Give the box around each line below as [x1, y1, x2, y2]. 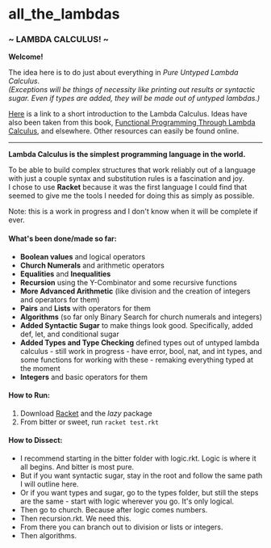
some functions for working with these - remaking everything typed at [19, 355, 254, 365]
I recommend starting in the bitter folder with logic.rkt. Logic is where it [19, 453, 256, 463]
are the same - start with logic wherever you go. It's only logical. [19, 496, 235, 506]
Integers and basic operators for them [19, 372, 148, 381]
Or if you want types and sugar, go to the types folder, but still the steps [19, 488, 259, 498]
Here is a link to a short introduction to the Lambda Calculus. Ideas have [8, 109, 248, 119]
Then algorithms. [19, 531, 77, 541]
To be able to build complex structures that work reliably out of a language [8, 165, 256, 175]
